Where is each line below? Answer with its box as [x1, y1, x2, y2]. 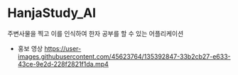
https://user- [44, 44, 82, 52]
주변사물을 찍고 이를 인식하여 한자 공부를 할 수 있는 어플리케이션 [7, 29, 184, 37]
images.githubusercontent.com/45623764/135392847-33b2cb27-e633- [17, 52, 231, 61]
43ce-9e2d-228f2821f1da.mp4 [17, 59, 109, 68]
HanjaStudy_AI [7, 5, 97, 21]
